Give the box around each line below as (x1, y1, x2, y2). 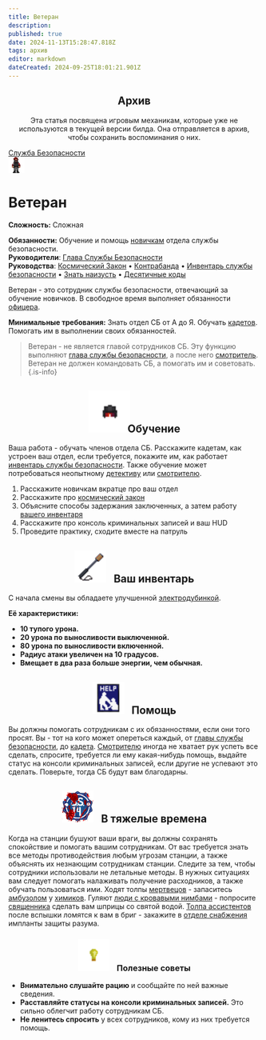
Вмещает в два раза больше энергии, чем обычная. (19, 658, 203, 668)
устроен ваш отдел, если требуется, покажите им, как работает (8, 452, 228, 462)
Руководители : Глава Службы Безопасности (8, 252, 163, 262)
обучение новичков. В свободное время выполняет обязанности (8, 293, 232, 303)
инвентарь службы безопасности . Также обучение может (8, 460, 208, 470)
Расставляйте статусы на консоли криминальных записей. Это (19, 998, 244, 1007)
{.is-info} (27, 366, 58, 376)
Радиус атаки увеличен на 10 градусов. (19, 650, 160, 659)
